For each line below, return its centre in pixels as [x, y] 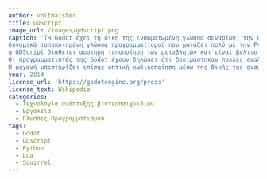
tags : [17, 126]
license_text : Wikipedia [49, 89]
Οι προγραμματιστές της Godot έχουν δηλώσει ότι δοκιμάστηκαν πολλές [126, 60]
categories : [28, 97]
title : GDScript [35, 23]
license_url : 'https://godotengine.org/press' [87, 82]
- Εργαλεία [33, 112]
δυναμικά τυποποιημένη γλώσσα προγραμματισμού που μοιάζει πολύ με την [129, 45]
